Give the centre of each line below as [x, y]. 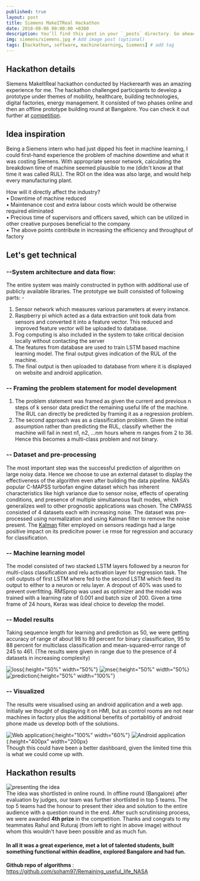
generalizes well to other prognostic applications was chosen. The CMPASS [99, 506]
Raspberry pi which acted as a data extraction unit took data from [95, 316]
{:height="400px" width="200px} [47, 741]
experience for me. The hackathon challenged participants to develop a [94, 90]
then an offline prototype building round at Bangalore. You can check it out [98, 109]
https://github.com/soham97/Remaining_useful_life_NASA [77, 871]
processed [19, 518]
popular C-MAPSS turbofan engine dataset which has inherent [83, 487]
